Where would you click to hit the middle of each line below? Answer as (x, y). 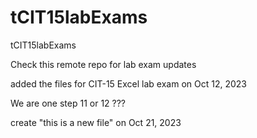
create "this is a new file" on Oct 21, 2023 (96, 122)
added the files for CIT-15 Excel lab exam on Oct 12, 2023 (128, 83)
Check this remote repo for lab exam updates (103, 64)
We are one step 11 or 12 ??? (68, 103)
